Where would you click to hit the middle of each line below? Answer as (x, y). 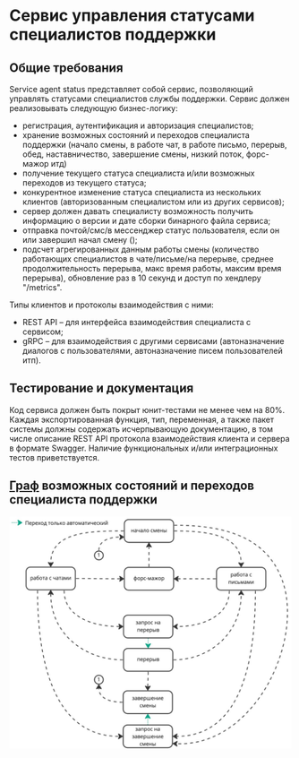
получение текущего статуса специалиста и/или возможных (138, 173)
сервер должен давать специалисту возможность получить (137, 211)
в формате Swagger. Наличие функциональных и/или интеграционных (144, 448)
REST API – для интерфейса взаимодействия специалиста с (137, 322)
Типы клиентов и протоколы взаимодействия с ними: (112, 305)
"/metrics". (42, 287)
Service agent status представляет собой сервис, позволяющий (131, 89)
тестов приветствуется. (55, 457)
